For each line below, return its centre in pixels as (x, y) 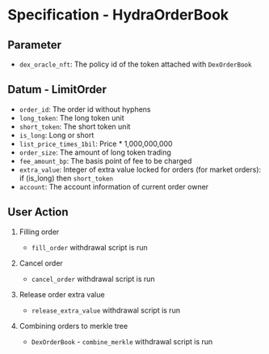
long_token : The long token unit (71, 117)
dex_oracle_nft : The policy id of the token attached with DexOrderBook (135, 64)
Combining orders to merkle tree (74, 326)
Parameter (35, 45)
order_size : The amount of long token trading (95, 152)
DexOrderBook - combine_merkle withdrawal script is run (122, 341)
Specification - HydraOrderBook (118, 15)
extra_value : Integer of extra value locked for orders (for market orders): (140, 169)
